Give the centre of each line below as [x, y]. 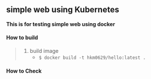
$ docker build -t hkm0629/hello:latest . [92, 58]
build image [44, 51]
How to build [22, 37]
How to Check [24, 71]
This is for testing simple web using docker [61, 24]
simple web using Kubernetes [63, 10]
